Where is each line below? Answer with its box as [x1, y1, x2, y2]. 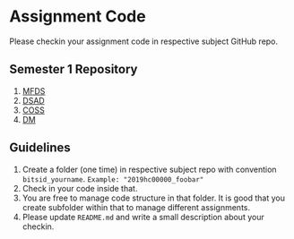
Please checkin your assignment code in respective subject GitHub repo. [9, 36, 279, 47]
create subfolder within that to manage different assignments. [22, 201, 251, 212]
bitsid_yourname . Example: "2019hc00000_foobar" [22, 173, 204, 184]
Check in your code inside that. [22, 183, 138, 193]
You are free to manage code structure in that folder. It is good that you [22, 192, 285, 203]
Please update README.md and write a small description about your [22, 211, 264, 222]
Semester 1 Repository [9, 62, 138, 77]
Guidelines [9, 141, 71, 156]
